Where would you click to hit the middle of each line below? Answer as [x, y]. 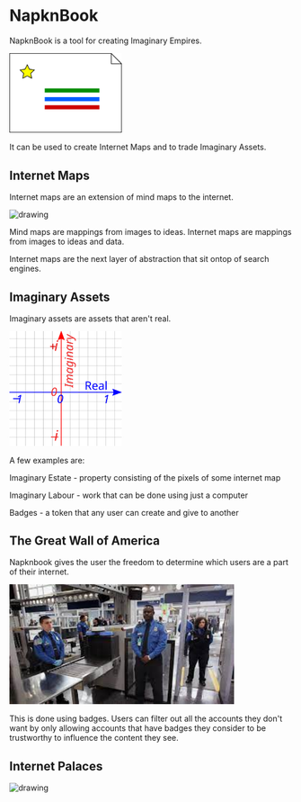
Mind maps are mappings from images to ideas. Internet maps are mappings [150, 232]
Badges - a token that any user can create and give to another [124, 512]
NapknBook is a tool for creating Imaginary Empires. [106, 41]
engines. [26, 269]
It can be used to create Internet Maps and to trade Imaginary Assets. [138, 147]
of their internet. [39, 572]
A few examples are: [47, 460]
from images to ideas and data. [67, 242]
